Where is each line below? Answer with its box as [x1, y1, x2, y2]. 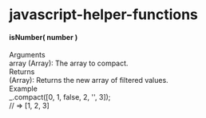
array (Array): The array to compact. [9, 58, 129, 69]
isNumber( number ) [9, 32, 78, 41]
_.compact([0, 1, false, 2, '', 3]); [9, 92, 111, 102]
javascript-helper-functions [9, 6, 199, 24]
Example [9, 84, 38, 93]
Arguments [9, 50, 46, 60]
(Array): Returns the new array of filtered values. [9, 76, 168, 85]
